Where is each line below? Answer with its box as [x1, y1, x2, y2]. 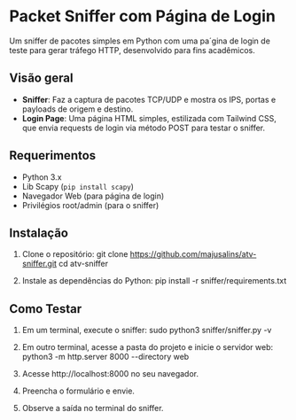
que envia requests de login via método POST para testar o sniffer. [21, 122, 266, 133]
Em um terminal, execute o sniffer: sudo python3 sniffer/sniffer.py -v [21, 325, 272, 336]
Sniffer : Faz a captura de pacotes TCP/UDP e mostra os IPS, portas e [21, 94, 277, 105]
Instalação [9, 225, 69, 240]
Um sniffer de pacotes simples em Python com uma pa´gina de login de [9, 35, 270, 46]
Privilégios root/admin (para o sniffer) [21, 199, 160, 210]
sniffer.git [21, 259, 58, 269]
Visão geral [9, 71, 74, 86]
